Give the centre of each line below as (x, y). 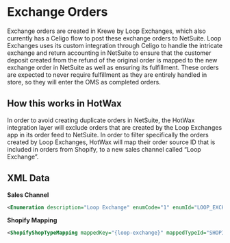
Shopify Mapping (32, 220)
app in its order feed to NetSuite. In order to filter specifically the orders (108, 135)
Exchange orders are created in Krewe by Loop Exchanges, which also (107, 31)
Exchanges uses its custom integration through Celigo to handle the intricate (115, 45)
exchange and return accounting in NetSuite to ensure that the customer (109, 53)
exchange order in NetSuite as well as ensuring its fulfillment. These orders (113, 67)
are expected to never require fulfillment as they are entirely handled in (107, 74)
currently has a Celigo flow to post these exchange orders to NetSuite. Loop (114, 38)
